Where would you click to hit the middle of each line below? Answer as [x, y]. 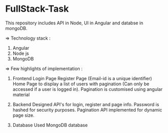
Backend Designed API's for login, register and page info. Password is [86, 104]
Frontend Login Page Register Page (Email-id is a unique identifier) [82, 78]
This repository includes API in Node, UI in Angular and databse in [74, 23]
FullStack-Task [37, 9]
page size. [23, 115]
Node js [21, 53]
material [21, 94]
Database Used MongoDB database [50, 125]
